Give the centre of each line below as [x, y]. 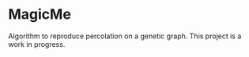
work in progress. [37, 44]
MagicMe [40, 14]
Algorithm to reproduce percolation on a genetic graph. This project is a [125, 36]
